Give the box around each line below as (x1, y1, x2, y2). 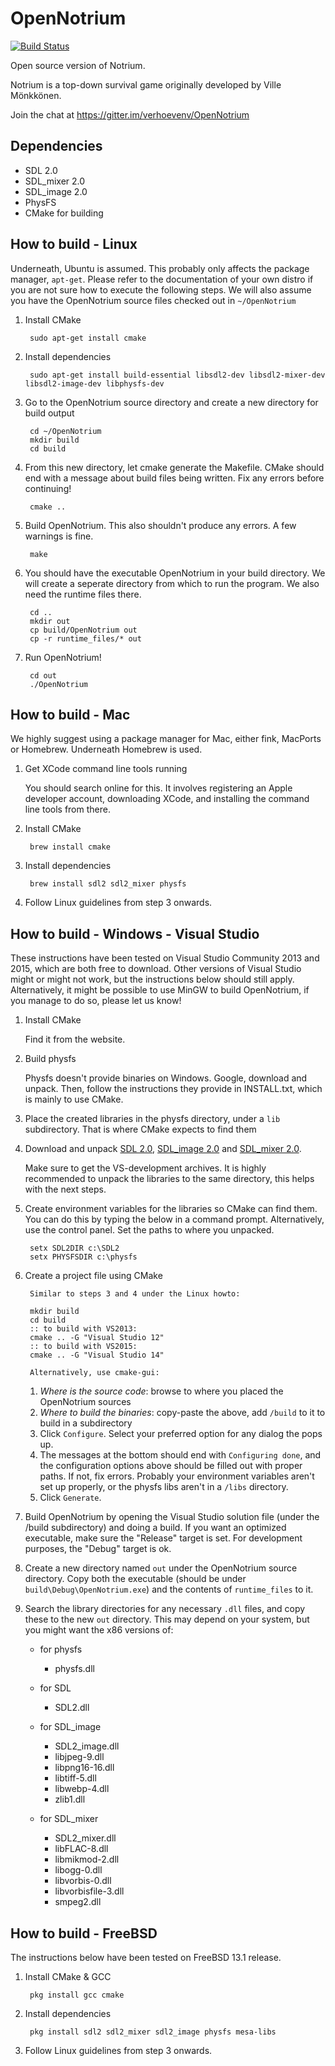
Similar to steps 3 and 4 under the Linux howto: (29, 1289, 241, 1299)
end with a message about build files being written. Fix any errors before (24, 472, 325, 484)
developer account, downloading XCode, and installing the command (24, 793, 310, 805)
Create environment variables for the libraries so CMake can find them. (24, 1203, 318, 1215)
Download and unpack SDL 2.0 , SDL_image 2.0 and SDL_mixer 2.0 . (24, 1143, 302, 1155)
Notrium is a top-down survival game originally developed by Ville (10, 78, 282, 91)
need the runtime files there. (24, 588, 142, 600)
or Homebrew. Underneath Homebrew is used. (10, 743, 203, 756)
